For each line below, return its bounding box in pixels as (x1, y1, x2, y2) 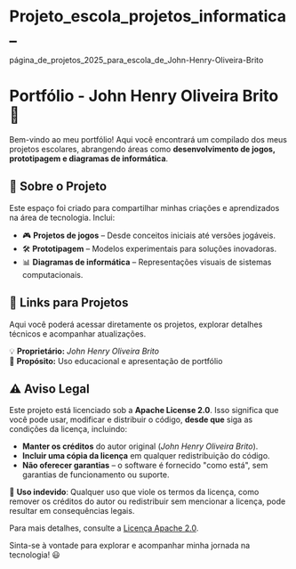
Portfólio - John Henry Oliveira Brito (9, 86, 279, 106)
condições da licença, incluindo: (9, 424, 128, 435)
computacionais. (21, 269, 84, 280)
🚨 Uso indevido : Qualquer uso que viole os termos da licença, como (9, 487, 260, 498)
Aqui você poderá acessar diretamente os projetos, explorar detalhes (9, 319, 263, 329)
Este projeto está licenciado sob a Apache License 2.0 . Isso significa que (9, 405, 279, 416)
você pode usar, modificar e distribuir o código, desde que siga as (9, 414, 253, 425)
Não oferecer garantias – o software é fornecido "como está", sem (21, 460, 268, 471)
